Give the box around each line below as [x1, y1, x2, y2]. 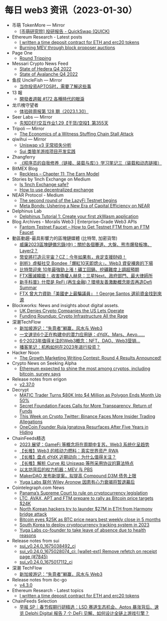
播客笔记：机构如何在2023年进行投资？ [19, 343, 101, 350]
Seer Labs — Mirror [11, 113, 53, 120]
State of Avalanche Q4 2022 [19, 71, 78, 77]
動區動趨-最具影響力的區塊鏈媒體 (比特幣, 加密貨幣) [11, 235, 118, 241]
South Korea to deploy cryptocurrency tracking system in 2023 [19, 521, 149, 527]
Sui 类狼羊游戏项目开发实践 [19, 148, 76, 154]
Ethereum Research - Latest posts [11, 33, 82, 40]
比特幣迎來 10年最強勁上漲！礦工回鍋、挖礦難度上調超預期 [19, 266, 139, 272]
